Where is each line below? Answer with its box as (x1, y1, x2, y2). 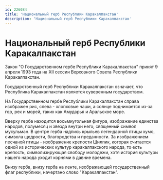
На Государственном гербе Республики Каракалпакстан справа (5, 98, 140, 104)
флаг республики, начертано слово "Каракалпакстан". (5, 169, 119, 175)
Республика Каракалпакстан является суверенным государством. (5, 89, 144, 95)
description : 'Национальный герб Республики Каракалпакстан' (5, 16, 132, 21)
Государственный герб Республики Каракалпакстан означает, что (5, 84, 143, 90)
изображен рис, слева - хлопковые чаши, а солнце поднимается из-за (5, 104, 153, 110)
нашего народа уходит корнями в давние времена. (5, 155, 112, 160)
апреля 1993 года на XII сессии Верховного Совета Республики (5, 69, 138, 75)
